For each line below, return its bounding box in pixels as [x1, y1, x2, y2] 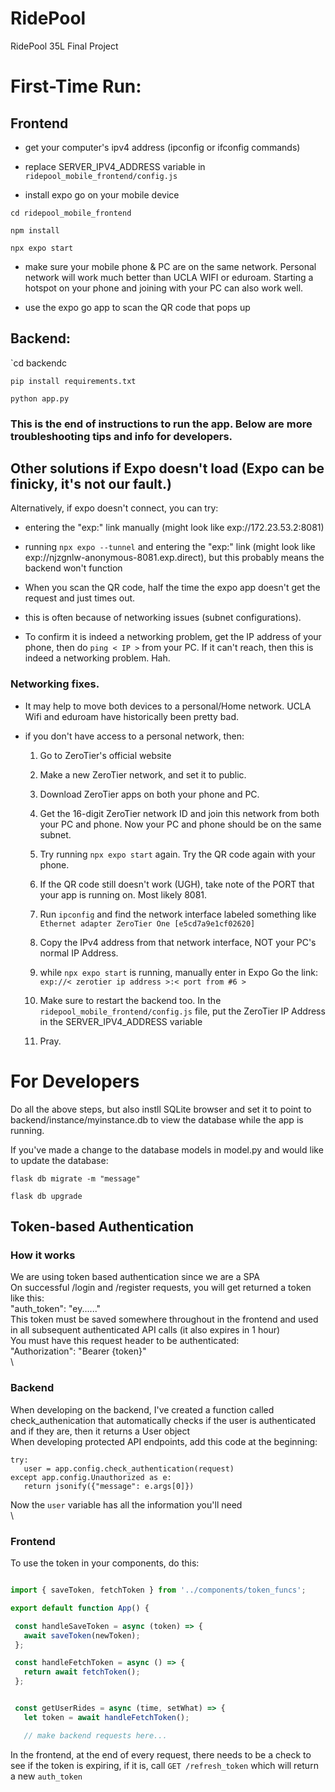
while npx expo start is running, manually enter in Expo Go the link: [39, 966, 318, 978]
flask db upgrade [10, 1191, 83, 1201]
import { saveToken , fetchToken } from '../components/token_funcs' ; [10, 1585, 307, 1595]
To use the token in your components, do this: [10, 1557, 200, 1569]
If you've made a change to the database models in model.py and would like [10, 1143, 324, 1156]
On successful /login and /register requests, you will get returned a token [10, 1282, 312, 1294]
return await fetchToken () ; [23, 1667, 141, 1677]
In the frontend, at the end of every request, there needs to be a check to [10, 1748, 312, 1761]
